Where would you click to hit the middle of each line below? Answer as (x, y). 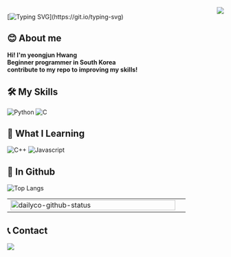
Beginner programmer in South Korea (62, 62)
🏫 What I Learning (46, 134)
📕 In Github (31, 171)
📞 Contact (27, 231)
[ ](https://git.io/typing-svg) (65, 17)
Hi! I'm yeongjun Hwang (42, 55)
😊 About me (34, 38)
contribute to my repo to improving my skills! (73, 69)
